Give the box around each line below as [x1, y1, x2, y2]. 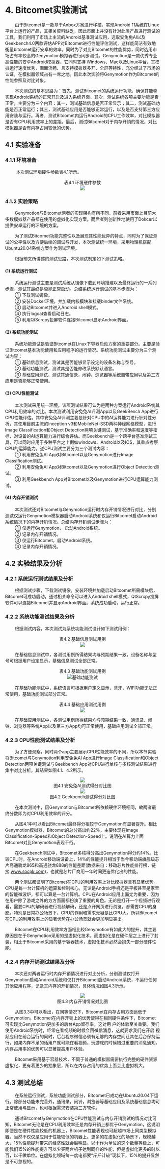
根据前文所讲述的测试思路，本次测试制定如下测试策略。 [14, 255, 127, 262]
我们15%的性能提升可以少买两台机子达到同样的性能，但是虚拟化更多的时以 [9, 1146, 160, 1152]
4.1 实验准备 [5, 141, 41, 149]
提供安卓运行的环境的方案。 [5, 222, 61, 228]
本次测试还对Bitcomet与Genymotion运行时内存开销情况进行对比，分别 [14, 507, 156, 512]
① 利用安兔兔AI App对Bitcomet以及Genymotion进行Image [14, 451, 134, 457]
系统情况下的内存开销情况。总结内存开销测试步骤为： [5, 519, 113, 525]
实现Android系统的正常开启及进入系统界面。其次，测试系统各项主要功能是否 [5, 94, 159, 100]
